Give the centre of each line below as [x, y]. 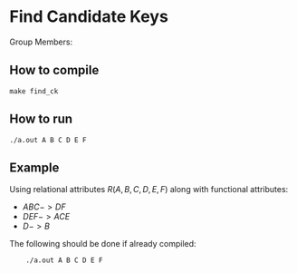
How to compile [54, 70]
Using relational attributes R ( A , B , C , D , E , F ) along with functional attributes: [149, 190]
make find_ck [34, 91]
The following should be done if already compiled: [103, 244]
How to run [41, 119]
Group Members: [41, 42]
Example [34, 167]
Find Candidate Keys [89, 17]
